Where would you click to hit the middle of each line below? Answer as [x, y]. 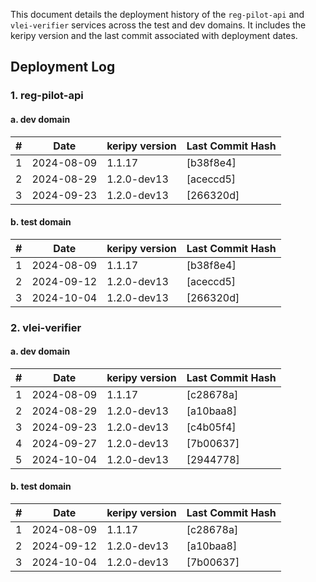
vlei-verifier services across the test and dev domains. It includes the [158, 25]
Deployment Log [63, 67]
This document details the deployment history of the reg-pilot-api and [157, 14]
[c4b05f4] [211, 427]
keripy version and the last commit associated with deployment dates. [154, 35]
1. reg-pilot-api [47, 96]
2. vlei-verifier [46, 327]
